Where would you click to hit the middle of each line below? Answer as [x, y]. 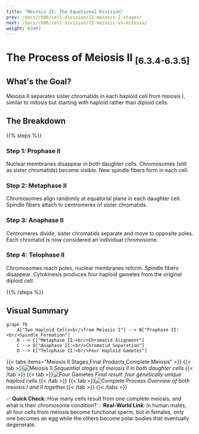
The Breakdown [36, 121]
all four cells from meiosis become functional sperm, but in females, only [95, 412]
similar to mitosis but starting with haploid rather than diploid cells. [87, 102]
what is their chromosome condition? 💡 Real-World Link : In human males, [97, 405]
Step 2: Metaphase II [37, 185]
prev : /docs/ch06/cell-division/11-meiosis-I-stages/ [74, 17]
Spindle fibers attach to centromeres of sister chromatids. [77, 205]
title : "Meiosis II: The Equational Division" [65, 12]
